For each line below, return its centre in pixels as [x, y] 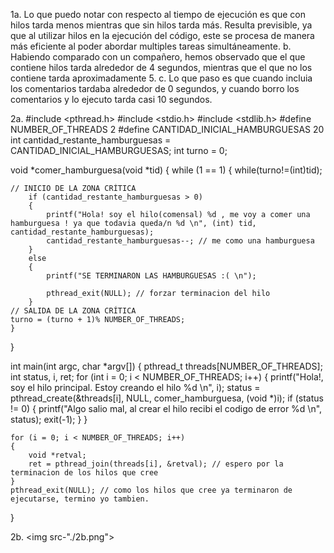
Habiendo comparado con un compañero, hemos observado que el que [158, 57]
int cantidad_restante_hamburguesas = [91, 140]
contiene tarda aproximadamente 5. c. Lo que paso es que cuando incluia [161, 78]
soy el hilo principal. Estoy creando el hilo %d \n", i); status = [135, 387]
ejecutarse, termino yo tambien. [80, 499]
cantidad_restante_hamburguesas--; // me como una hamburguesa [180, 241]
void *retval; [57, 455]
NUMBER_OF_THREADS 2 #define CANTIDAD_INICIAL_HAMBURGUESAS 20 [167, 129]
